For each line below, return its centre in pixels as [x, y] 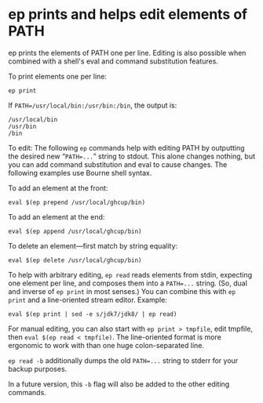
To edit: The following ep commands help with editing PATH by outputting [126, 147]
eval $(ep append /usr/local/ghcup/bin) [75, 231]
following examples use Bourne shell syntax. [80, 172]
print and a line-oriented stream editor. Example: [88, 300]
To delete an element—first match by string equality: [93, 245]
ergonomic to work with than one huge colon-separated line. [106, 345]
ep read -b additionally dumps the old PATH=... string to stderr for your [123, 360]
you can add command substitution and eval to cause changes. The [118, 164]
